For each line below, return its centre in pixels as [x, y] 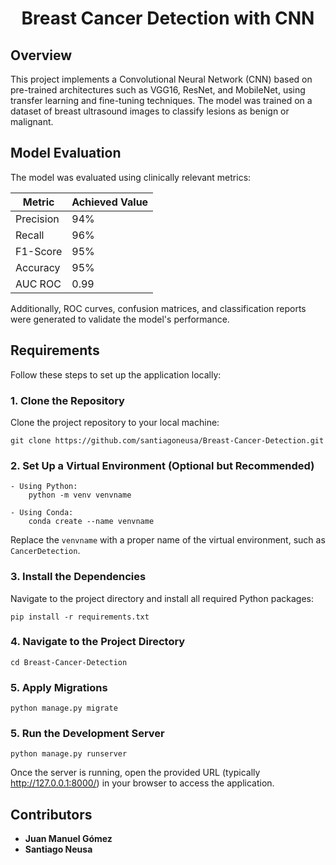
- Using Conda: [42, 513]
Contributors [51, 814]
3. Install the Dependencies [78, 577]
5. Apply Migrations [59, 687]
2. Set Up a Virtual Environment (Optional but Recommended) [162, 465]
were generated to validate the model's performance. [120, 319]
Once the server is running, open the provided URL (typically [135, 773]
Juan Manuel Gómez [68, 839]
